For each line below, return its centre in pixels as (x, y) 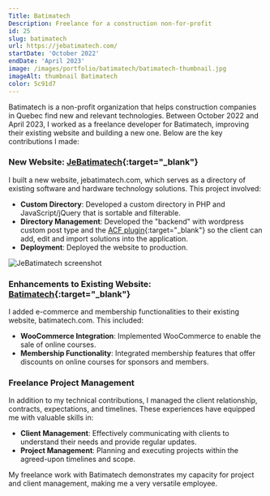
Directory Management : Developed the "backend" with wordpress (132, 221)
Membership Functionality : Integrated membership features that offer (138, 353)
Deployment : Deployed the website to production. (104, 247)
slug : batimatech (38, 38)
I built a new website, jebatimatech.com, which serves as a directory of (127, 180)
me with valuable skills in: (51, 417)
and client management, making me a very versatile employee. (113, 484)
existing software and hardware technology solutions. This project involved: (135, 188)
